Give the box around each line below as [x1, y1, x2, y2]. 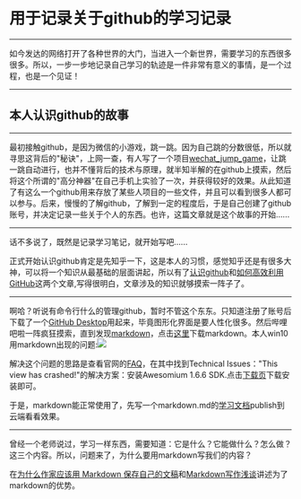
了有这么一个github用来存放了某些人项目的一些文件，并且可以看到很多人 [9, 186, 276, 197]
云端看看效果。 [9, 410, 64, 422]
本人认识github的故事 [9, 108, 130, 123]
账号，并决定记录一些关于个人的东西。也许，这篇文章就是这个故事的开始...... [9, 208, 290, 220]
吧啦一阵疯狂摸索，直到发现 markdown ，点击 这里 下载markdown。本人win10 [9, 328, 288, 338]
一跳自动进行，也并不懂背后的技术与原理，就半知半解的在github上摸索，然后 [9, 163, 292, 175]
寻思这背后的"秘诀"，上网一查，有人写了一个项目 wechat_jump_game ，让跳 [9, 153, 287, 163]
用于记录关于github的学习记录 [9, 8, 232, 29]
